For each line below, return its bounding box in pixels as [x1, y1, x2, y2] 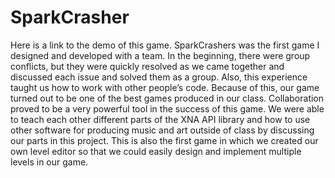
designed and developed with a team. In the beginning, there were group [10, 49, 311, 61]
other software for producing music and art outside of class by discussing [10, 124, 315, 136]
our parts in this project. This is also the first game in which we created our [10, 134, 319, 146]
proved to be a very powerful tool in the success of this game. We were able [10, 102, 325, 115]
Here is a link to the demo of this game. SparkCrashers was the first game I [10, 39, 320, 51]
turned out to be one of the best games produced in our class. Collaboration [10, 92, 325, 104]
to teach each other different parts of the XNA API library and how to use [10, 113, 311, 125]
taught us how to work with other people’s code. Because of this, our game [10, 81, 320, 93]
